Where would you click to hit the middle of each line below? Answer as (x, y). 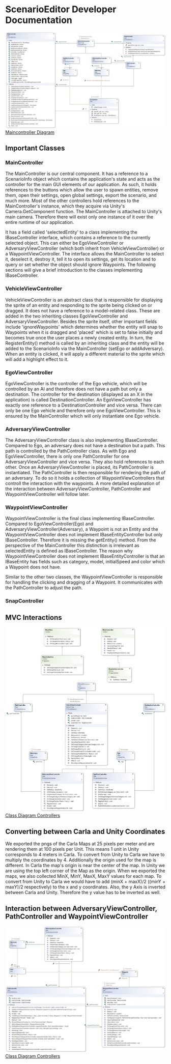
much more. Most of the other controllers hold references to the (72, 201)
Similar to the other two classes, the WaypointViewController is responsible (84, 577)
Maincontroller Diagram (30, 132)
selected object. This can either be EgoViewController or (64, 243)
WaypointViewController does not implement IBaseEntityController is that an (85, 556)
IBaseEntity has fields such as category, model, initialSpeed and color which (85, 562)
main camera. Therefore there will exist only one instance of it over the (79, 217)
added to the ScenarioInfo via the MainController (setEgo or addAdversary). (85, 348)
